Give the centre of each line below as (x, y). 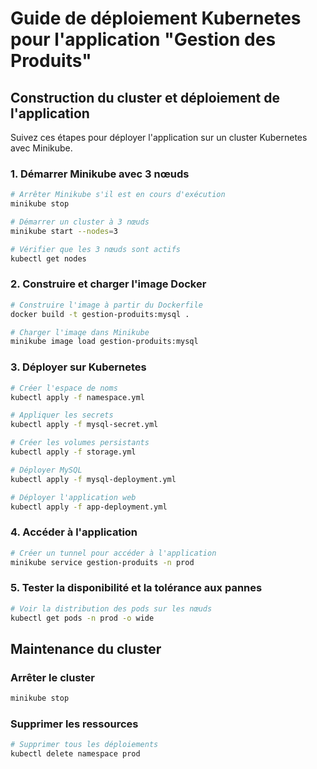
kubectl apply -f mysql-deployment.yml (93, 479)
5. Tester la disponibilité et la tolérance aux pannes (136, 588)
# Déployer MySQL (46, 470)
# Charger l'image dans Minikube (80, 332)
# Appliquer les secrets (62, 415)
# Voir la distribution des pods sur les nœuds (111, 608)
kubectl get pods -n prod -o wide (82, 618)
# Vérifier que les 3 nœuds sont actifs (96, 249)
